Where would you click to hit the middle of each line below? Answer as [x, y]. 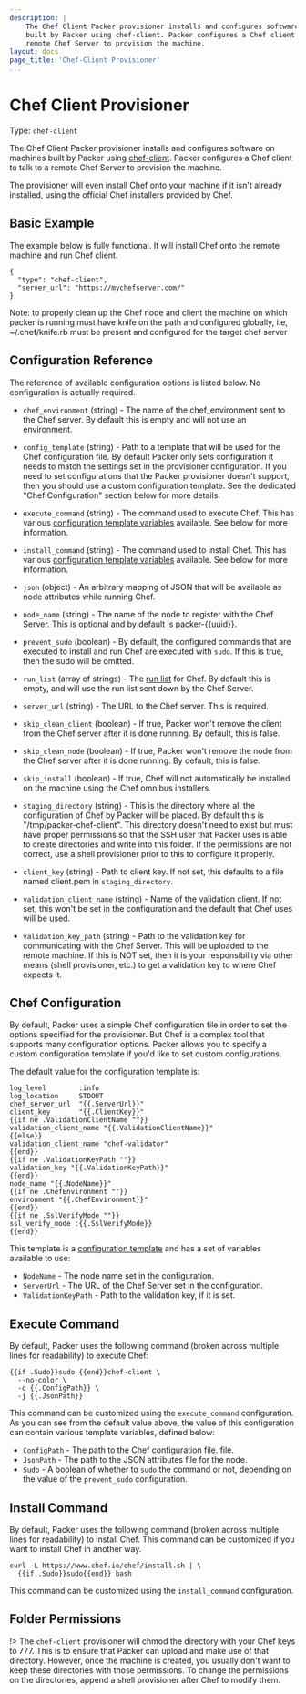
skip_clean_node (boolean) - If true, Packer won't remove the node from [158, 750]
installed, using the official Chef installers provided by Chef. [122, 194]
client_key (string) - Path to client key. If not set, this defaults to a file [153, 872]
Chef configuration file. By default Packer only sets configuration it [148, 456]
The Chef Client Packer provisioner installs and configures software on [142, 148]
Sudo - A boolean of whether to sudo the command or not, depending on [157, 1469]
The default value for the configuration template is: [105, 1072]
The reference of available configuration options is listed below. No [135, 383]
